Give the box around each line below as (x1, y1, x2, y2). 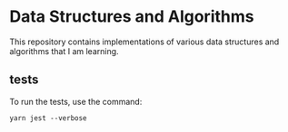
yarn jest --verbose (9, 113, 88, 123)
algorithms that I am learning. (9, 45, 120, 56)
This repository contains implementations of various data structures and (9, 36, 280, 47)
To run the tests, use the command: (9, 96, 143, 107)
